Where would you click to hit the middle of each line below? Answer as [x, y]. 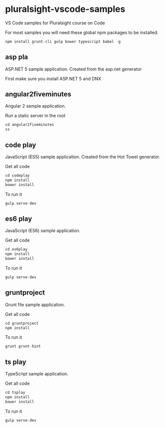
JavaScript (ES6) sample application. [43, 231]
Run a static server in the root [35, 116]
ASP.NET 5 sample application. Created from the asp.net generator [74, 69]
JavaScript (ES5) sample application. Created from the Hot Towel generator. [82, 157]
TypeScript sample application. [37, 374]
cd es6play [16, 249]
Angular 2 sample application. [35, 106]
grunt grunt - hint [23, 346]
